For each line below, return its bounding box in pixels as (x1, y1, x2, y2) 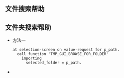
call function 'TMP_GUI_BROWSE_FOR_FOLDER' (17, 52, 109, 57)
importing (21, 56, 42, 61)
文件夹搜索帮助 (5, 23, 51, 31)
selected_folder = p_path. (25, 60, 82, 66)
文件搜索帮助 (5, 4, 45, 13)
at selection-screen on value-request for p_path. (12, 47, 120, 52)
